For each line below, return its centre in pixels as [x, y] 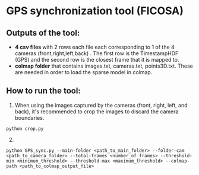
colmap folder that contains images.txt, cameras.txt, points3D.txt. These [104, 66]
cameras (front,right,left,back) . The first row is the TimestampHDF [97, 53]
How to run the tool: [44, 91]
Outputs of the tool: [43, 33]
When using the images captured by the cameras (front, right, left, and [101, 105]
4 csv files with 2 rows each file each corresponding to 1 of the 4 [95, 47]
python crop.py [25, 129]
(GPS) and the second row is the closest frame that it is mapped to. [97, 60]
